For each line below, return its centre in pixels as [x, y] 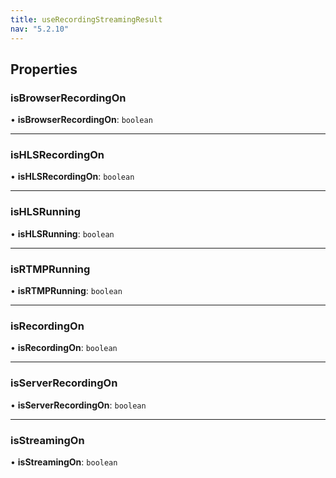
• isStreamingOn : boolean [64, 462]
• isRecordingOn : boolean [64, 348]
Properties [44, 69]
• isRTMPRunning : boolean [66, 291]
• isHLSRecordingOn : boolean [72, 177]
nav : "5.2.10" [40, 29]
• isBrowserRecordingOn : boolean [81, 120]
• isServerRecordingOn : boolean [78, 405]
